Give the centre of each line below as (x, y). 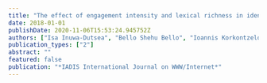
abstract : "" (30, 52)
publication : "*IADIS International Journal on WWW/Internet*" (115, 67)
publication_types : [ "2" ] (51, 45)
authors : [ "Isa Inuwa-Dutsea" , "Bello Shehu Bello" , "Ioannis (113, 38)
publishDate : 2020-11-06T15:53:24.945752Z (79, 30)
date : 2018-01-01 (37, 23)
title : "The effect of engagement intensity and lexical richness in (126, 15)
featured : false (35, 60)
